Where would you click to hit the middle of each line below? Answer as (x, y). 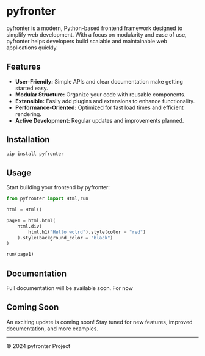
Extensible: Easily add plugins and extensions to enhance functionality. (105, 101)
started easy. (32, 88)
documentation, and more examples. (52, 329)
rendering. (28, 114)
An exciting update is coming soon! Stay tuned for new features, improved (99, 322)
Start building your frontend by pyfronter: (58, 187)
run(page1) (20, 255)
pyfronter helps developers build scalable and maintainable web (87, 41)
